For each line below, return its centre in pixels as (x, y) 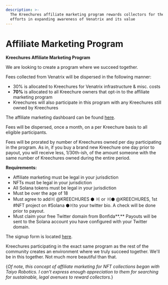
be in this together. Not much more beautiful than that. (61, 257)
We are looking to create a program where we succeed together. (72, 67)
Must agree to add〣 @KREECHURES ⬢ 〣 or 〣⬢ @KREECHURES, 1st (85, 199)
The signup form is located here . (39, 237)
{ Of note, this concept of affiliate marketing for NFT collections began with (83, 267)
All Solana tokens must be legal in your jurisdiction (65, 188)
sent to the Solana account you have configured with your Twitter (80, 222)
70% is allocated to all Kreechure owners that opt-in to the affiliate (81, 92)
